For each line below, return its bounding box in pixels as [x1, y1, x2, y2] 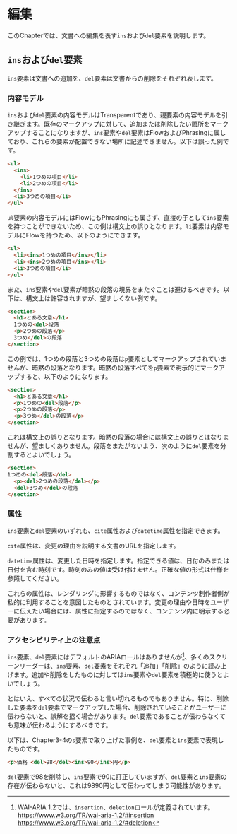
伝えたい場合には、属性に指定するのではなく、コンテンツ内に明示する [19, 606, 224, 615]
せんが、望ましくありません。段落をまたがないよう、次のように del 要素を [7, 442, 221, 450]
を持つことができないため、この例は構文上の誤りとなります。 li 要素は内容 [7, 222, 224, 230]
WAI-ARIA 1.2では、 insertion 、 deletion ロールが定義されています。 [17, 803, 214, 811]
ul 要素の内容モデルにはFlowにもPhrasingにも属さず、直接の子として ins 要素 [7, 213, 229, 222]
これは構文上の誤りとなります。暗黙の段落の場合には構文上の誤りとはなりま [7, 433, 229, 442]
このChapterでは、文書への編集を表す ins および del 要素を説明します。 [7, 31, 210, 40]
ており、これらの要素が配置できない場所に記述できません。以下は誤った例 [7, 137, 224, 146]
